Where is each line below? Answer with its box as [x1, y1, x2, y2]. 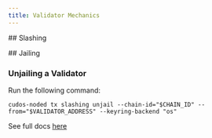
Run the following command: [8, 85, 101, 95]
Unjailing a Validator [8, 67, 87, 78]
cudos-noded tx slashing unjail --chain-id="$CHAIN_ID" [8, 100, 195, 108]
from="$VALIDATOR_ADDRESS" [8, 107, 97, 115]
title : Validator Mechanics [8, 11, 101, 20]
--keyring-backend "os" [99, 107, 177, 115]
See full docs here [8, 121, 68, 130]
